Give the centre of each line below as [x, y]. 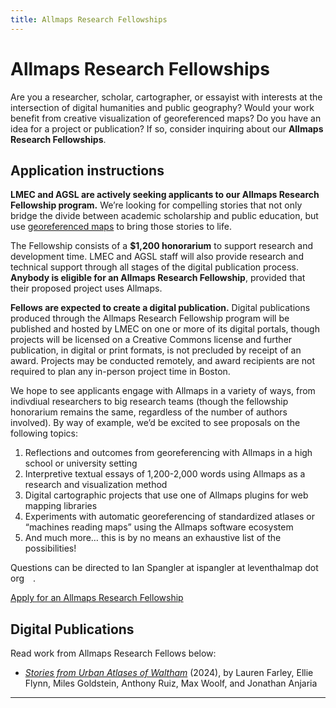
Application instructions [87, 170]
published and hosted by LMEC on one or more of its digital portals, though [165, 329]
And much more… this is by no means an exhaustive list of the [153, 538]
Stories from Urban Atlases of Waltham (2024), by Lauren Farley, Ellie [169, 673]
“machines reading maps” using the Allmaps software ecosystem [159, 527]
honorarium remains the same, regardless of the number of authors [149, 412]
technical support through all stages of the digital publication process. [155, 267]
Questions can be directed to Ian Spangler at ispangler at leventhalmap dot [164, 568]
